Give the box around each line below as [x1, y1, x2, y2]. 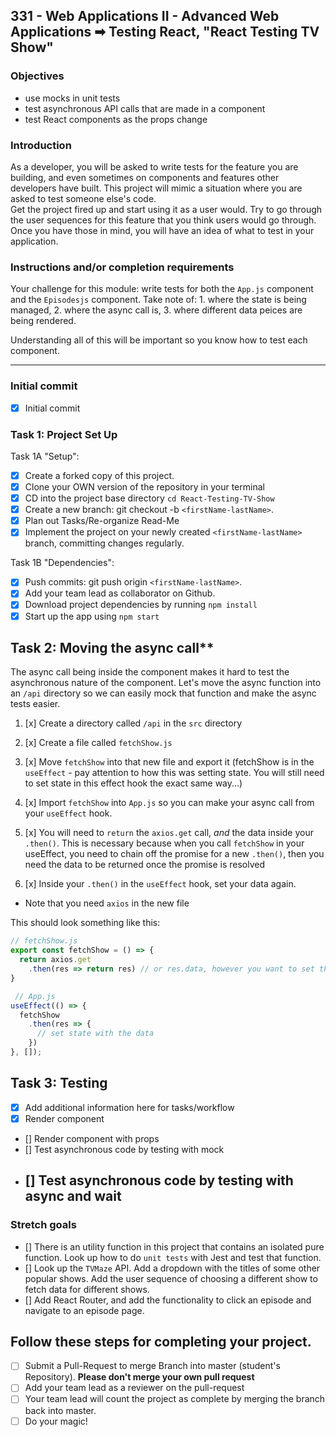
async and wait [24, 1188, 122, 1205]
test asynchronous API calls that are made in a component [24, 102, 266, 114]
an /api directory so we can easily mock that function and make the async [10, 687, 317, 699]
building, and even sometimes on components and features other [10, 171, 280, 183]
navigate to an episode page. [24, 1304, 145, 1316]
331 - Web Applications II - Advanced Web [10, 8, 280, 25]
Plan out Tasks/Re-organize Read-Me [24, 515, 180, 527]
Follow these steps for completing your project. [10, 1333, 312, 1350]
